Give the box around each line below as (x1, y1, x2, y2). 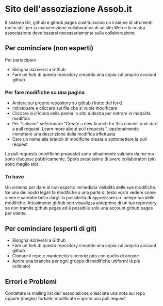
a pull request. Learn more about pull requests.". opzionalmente (12, 126, 139, 132)
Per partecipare (5, 57, 36, 63)
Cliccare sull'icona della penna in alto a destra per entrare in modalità (12, 111, 151, 116)
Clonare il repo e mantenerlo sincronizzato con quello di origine (12, 253, 139, 259)
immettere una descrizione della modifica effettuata (12, 131, 115, 137)
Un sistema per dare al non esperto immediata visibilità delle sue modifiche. (5, 184, 157, 191)
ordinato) (12, 263, 31, 269)
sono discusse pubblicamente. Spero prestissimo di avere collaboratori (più (5, 156, 156, 162)
